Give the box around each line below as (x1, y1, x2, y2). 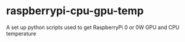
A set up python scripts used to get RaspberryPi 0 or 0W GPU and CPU (6, 24, 180, 31)
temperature (6, 30, 37, 37)
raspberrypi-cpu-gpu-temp (6, 4, 144, 18)
